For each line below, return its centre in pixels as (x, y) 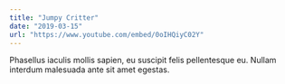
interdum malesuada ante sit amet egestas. (90, 70)
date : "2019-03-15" (46, 26)
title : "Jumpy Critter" (54, 18)
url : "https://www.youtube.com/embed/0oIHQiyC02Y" (107, 34)
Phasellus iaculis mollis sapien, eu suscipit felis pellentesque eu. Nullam (143, 61)
